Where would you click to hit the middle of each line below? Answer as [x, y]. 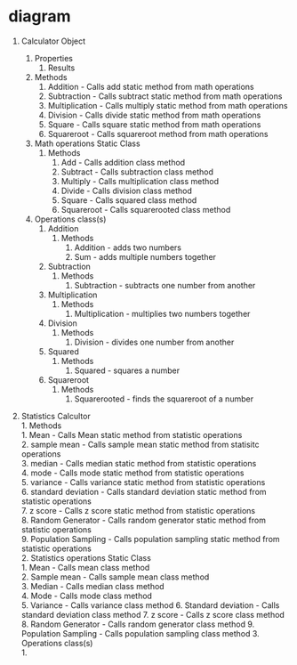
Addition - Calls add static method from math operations [151, 86]
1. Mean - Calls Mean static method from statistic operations [132, 434]
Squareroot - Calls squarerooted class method [146, 209]
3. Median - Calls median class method [93, 586]
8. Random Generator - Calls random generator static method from [143, 520]
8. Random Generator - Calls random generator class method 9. [138, 624]
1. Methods [41, 426]
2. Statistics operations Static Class [86, 557]
